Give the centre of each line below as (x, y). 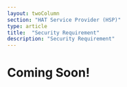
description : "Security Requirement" (61, 39)
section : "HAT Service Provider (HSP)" (64, 20)
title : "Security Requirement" (53, 33)
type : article (27, 26)
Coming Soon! (49, 73)
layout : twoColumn (33, 13)
